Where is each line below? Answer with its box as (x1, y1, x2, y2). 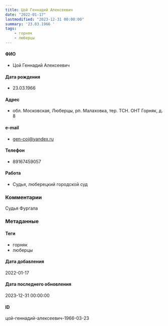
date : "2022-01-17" (5, 12, 46, 17)
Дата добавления (5, 258, 44, 265)
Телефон (5, 147, 25, 154)
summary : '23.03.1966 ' (5, 21, 55, 27)
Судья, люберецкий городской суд (12, 181, 88, 187)
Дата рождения (5, 74, 40, 80)
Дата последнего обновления (5, 281, 71, 287)
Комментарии (5, 194, 42, 201)
